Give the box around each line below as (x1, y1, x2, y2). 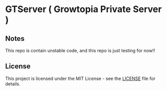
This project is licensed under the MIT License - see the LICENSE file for (5, 75, 155, 81)
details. (5, 80, 21, 86)
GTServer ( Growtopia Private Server (5, 4, 162, 15)
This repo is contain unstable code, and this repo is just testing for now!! (5, 48, 155, 53)
